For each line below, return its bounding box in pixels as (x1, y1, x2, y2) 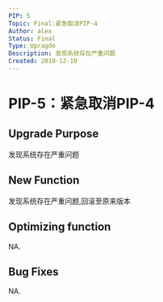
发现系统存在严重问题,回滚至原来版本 (8, 196, 132, 206)
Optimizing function (8, 220, 111, 234)
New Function (8, 173, 80, 187)
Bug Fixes (8, 265, 59, 279)
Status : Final (8, 34, 56, 43)
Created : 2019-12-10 (8, 57, 78, 66)
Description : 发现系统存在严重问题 (8, 49, 115, 57)
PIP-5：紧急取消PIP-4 (8, 95, 155, 113)
